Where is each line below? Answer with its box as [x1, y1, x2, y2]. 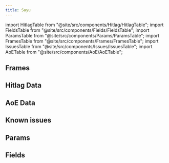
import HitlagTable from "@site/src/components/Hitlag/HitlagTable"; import [5, 22, 164, 28]
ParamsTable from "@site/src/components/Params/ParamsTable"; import [5, 32, 160, 38]
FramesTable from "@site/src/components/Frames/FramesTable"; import [5, 38, 159, 44]
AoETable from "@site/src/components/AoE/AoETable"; [5, 49, 123, 55]
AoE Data [5, 98, 36, 107]
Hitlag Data [5, 81, 42, 90]
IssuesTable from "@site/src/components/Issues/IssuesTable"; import [5, 43, 153, 49]
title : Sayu [5, 7, 31, 13]
